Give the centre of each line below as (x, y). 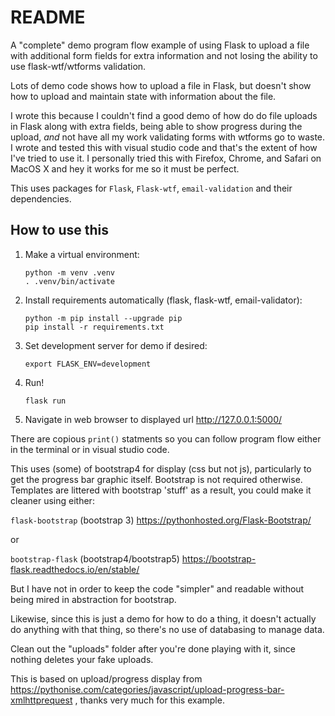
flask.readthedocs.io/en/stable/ (75, 569)
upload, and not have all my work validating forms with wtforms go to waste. (168, 137)
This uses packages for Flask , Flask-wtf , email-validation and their (151, 188)
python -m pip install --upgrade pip (103, 318)
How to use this (60, 230)
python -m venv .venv (69, 272)
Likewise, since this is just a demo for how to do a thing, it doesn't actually (163, 618)
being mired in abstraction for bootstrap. (93, 599)
